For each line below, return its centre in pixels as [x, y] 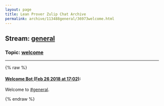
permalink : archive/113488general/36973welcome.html [60, 19]
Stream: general [30, 38]
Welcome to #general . [27, 90]
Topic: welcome [24, 52]
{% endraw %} [20, 99]
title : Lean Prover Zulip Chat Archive [46, 14]
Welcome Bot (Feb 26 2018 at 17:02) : [43, 79]
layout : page [18, 10]
